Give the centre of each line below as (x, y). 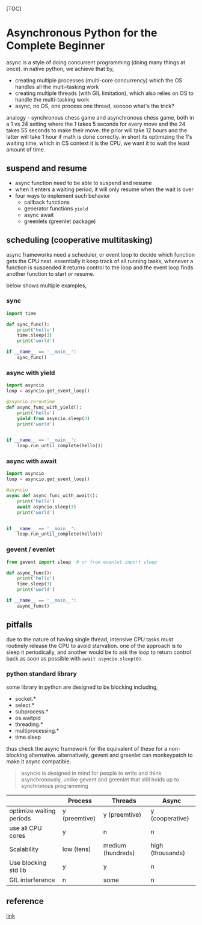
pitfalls (20, 625)
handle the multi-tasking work (52, 99)
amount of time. (26, 149)
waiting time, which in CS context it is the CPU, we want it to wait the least (98, 143)
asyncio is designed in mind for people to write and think (91, 773)
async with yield (31, 373)
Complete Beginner (56, 46)
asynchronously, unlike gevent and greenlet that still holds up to (100, 779)
